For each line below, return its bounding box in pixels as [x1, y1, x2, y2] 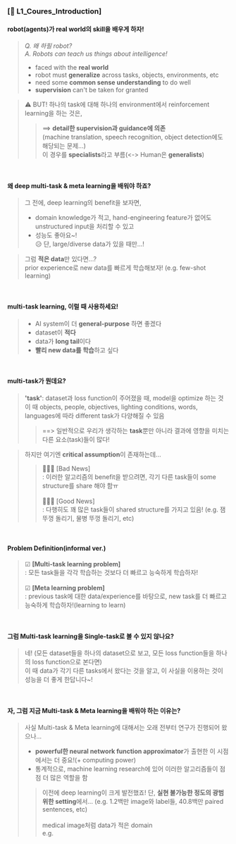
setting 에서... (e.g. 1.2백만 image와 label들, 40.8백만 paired [55, 798, 224, 806]
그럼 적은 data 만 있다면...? [24, 255, 97, 263]
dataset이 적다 [35, 328, 76, 337]
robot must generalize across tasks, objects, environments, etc [35, 70, 220, 80]
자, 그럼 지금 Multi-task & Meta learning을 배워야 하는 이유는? [7, 706, 181, 714]
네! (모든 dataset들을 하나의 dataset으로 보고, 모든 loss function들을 [24, 649, 215, 657]
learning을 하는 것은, [24, 109, 82, 118]
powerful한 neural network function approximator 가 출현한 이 [35, 747, 216, 756]
